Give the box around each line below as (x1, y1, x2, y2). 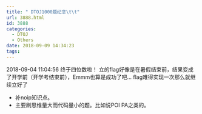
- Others (12, 37, 34, 43)
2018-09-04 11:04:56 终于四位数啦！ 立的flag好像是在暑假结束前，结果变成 (6, 65, 194, 73)
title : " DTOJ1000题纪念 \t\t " (6, 8, 80, 15)
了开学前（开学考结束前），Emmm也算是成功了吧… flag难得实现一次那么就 (6, 73, 191, 81)
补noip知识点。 (15, 93, 53, 101)
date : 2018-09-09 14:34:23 (6, 43, 75, 49)
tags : (6, 49, 20, 55)
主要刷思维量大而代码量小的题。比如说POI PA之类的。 (15, 101, 150, 109)
